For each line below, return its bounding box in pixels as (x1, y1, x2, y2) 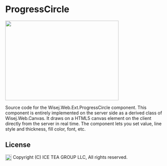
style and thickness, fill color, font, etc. (5, 126, 86, 132)
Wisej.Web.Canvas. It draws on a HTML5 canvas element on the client (5, 115, 152, 121)
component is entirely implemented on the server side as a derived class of (5, 110, 162, 116)
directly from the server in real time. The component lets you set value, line (5, 120, 162, 127)
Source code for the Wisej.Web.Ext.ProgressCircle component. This (5, 104, 147, 110)
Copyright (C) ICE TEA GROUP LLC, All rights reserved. (12, 154, 128, 160)
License (5, 141, 31, 149)
